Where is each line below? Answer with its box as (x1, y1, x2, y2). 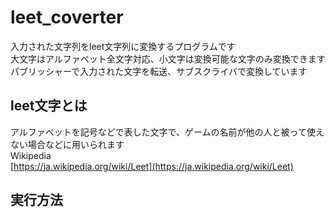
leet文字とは (10, 97, 88, 115)
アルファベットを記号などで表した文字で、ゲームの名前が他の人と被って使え (10, 126, 325, 138)
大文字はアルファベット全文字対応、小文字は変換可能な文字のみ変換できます (10, 52, 326, 65)
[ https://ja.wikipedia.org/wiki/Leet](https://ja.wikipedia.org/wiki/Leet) (10, 160, 294, 172)
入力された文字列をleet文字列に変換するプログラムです (10, 40, 236, 52)
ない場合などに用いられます (10, 138, 125, 150)
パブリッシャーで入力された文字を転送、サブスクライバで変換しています (10, 65, 308, 77)
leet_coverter (10, 6, 124, 29)
